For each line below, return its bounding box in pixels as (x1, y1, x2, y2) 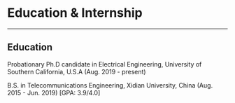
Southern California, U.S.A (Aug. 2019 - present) (7, 67, 146, 76)
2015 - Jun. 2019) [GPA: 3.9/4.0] (7, 88, 101, 97)
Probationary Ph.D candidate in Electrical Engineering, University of (7, 60, 202, 68)
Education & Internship (7, 5, 143, 21)
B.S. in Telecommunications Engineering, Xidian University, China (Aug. (7, 81, 213, 89)
